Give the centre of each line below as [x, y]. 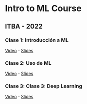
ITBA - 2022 [24, 26]
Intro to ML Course [43, 8]
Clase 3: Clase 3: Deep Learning [44, 86]
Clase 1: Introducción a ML [37, 40]
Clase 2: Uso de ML [28, 63]
